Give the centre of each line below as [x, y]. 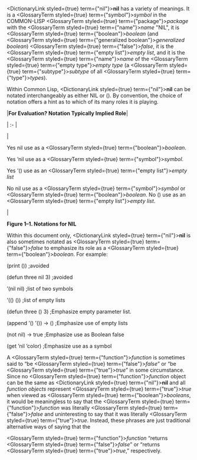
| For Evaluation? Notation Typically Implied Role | [68, 113]
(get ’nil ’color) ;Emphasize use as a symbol [59, 346]
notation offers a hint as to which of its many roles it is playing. [83, 102]
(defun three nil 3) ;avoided [40, 277]
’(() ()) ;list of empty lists [36, 300]
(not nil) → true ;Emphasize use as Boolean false [65, 334]
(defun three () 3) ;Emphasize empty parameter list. [69, 311]
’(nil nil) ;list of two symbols [40, 289]
